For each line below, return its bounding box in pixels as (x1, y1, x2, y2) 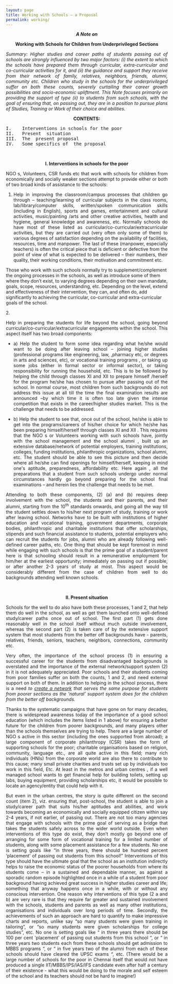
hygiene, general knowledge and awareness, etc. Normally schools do (13, 219, 168, 225)
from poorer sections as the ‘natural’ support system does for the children (6, 691, 168, 697)
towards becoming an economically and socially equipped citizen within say (6, 809, 168, 815)
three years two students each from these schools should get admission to (6, 940, 168, 946)
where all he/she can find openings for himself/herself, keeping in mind (13, 460, 168, 466)
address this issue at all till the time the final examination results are (13, 390, 168, 396)
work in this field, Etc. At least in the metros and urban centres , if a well (6, 767, 168, 773)
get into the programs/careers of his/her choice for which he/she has (13, 422, 168, 428)
